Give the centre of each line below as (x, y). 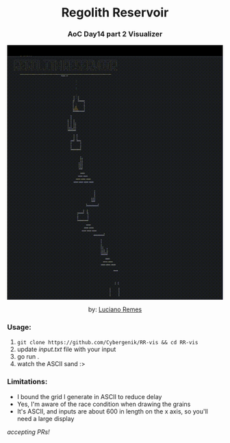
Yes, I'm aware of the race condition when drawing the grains (104, 404)
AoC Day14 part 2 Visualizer (115, 34)
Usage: (20, 327)
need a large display (46, 418)
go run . (28, 357)
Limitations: (27, 382)
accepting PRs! (28, 432)
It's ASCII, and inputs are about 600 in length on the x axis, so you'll (113, 411)
